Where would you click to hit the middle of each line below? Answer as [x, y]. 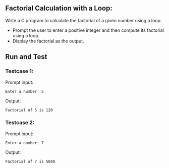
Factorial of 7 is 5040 [30, 161]
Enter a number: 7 [24, 143]
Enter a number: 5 [24, 91]
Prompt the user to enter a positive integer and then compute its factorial [88, 30]
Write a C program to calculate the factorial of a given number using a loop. [83, 20]
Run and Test [26, 57]
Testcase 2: [20, 123]
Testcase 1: [19, 71]
